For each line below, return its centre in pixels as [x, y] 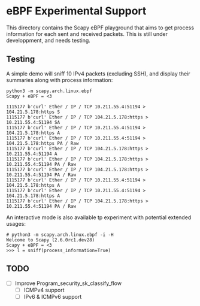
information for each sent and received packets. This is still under [87, 34]
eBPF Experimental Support [76, 11]
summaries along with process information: [60, 80]
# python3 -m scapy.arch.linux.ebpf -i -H [60, 235]
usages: [16, 223]
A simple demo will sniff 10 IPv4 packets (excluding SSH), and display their [98, 74]
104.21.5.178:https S [33, 112]
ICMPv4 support [44, 290]
